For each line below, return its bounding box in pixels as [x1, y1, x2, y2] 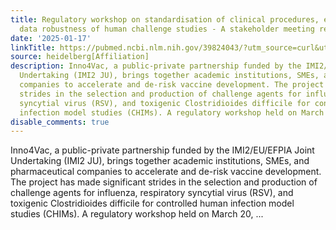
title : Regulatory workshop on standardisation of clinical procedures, [10, 14, 320, 25]
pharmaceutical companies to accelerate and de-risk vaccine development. [10, 166, 322, 178]
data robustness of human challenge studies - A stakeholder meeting [19, 24, 315, 34]
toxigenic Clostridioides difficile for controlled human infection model [10, 197, 295, 210]
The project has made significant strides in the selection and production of [10, 176, 318, 188]
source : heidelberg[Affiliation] [10, 52, 150, 62]
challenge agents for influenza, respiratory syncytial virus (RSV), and [10, 187, 294, 199]
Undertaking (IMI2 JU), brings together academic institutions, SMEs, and [10, 155, 310, 167]
